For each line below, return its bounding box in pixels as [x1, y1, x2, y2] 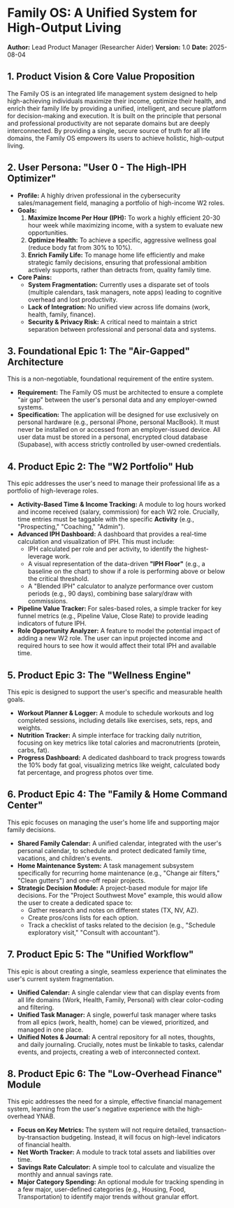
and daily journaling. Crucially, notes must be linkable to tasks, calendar [17, 1040, 224, 1048]
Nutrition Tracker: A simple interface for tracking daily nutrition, [17, 731, 203, 739]
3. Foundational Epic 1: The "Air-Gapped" [7, 345, 191, 357]
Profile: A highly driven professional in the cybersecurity [17, 191, 181, 199]
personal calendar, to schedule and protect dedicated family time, [17, 846, 207, 855]
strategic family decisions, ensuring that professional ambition [27, 258, 207, 267]
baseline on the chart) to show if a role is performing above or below [27, 567, 226, 575]
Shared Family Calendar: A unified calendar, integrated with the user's [17, 838, 222, 848]
